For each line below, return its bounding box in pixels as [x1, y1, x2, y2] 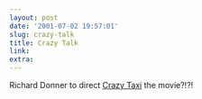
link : [9, 47, 30, 56]
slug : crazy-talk [9, 30, 75, 39]
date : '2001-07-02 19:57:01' [9, 22, 119, 31]
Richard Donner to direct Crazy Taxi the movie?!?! [9, 80, 194, 90]
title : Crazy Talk [9, 38, 78, 48]
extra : [9, 55, 34, 64]
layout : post [9, 13, 59, 22]
